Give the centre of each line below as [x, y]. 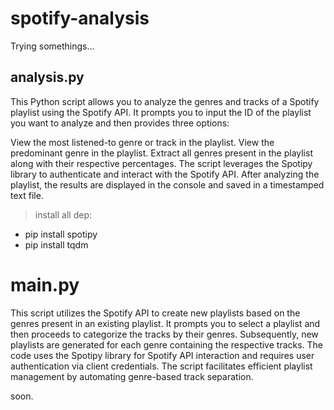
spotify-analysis [80, 18]
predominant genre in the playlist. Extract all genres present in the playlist [161, 153]
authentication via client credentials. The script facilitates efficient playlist [161, 366]
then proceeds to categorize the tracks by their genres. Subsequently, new [164, 334]
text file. [27, 195]
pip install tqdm [56, 244]
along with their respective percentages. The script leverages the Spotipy [161, 163]
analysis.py [47, 77]
